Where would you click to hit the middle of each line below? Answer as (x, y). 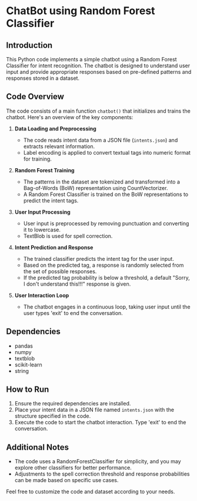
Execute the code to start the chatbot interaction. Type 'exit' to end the (100, 423)
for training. (37, 159)
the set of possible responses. (60, 271)
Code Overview (35, 96)
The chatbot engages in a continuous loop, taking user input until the (107, 307)
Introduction (29, 45)
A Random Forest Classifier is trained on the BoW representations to (106, 194)
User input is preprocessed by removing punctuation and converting (106, 223)
